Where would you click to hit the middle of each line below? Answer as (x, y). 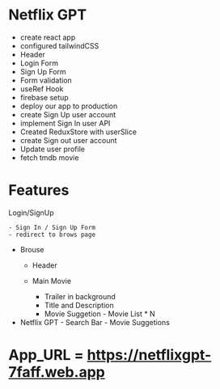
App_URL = (46, 355)
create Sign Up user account (68, 114)
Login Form (39, 63)
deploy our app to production (69, 106)
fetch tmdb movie (49, 157)
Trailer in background (80, 296)
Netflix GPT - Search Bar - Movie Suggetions (95, 322)
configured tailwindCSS (59, 45)
